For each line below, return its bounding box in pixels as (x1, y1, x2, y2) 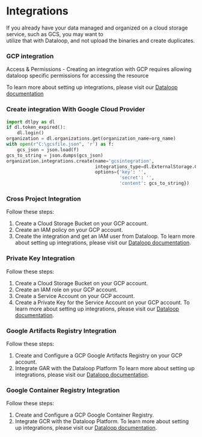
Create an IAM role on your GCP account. (14, 286, 118, 293)
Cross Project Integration (6, 194, 81, 203)
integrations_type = (95, 164, 144, 170)
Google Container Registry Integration (6, 386, 120, 394)
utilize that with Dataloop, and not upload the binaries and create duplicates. (6, 37, 195, 44)
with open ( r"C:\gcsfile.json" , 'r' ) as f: (6, 141, 114, 147)
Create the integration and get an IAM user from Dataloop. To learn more (14, 233, 195, 240)
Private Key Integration (6, 254, 75, 262)
